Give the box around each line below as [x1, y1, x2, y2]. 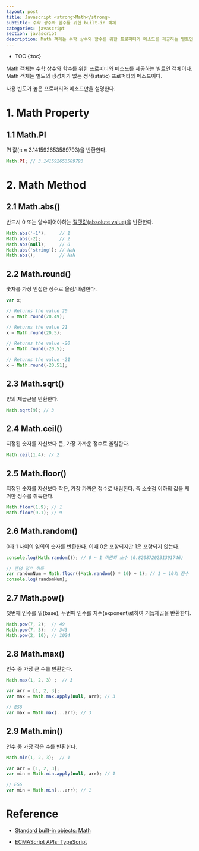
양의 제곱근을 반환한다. [6, 395, 59, 402]
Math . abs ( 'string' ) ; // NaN [6, 247, 76, 253]
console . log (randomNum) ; [6, 576, 68, 583]
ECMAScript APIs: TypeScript [14, 838, 87, 845]
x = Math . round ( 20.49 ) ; [6, 313, 65, 319]
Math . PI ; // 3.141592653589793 [6, 158, 84, 164]
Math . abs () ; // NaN [6, 252, 76, 259]
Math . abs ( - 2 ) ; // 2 [6, 235, 70, 241]
